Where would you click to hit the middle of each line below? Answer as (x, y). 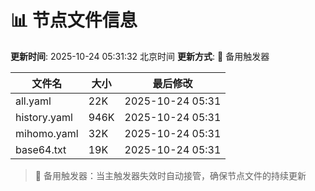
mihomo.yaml (47, 133)
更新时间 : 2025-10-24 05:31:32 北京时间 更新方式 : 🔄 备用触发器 (140, 56)
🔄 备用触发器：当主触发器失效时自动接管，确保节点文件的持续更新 (170, 175)
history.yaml (44, 117)
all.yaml (33, 101)
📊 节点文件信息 (74, 20)
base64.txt (41, 149)
